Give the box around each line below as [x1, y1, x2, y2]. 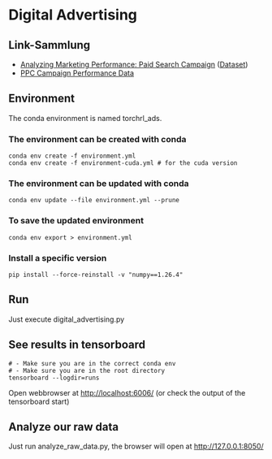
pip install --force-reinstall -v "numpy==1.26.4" [8, 271, 183, 279]
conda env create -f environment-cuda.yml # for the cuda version [8, 159, 238, 167]
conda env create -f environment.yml [8, 152, 136, 160]
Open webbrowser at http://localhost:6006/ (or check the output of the [8, 388, 246, 397]
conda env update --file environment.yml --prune [8, 197, 180, 205]
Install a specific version [8, 252, 107, 263]
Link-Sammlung [8, 38, 91, 52]
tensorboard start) [8, 396, 70, 406]
